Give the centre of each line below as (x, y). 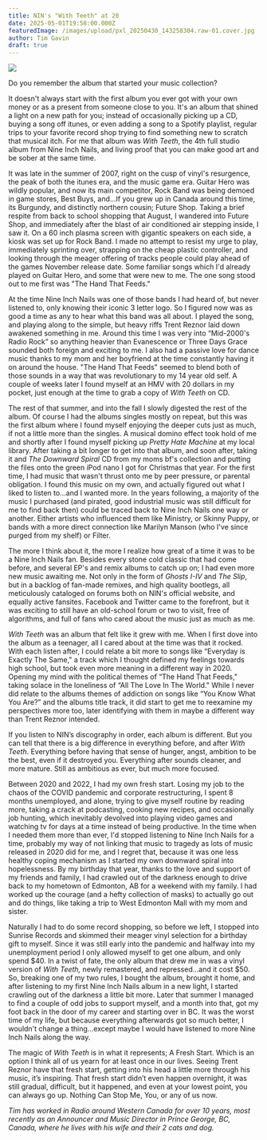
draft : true (28, 46)
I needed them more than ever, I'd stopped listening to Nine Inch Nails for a (132, 835)
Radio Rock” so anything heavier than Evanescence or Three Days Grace (128, 342)
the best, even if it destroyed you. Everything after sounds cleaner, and (125, 761)
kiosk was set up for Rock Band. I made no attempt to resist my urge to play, (133, 241)
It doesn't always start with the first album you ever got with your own (123, 99)
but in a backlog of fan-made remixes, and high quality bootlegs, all (119, 585)
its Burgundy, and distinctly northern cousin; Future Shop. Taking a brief (126, 208)
